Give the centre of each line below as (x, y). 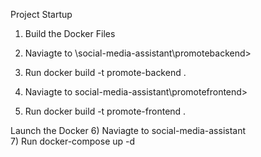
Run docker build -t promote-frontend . (105, 111)
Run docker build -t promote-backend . (105, 72)
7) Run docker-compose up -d (73, 141)
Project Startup (41, 14)
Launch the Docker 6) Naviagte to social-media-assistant (128, 130)
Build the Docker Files (70, 33)
